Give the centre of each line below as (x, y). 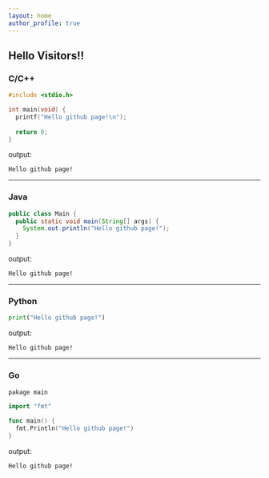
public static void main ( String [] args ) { (87, 221)
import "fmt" (30, 407)
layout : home (30, 16)
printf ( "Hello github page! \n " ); (71, 117)
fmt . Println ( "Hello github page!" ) (75, 429)
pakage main (28, 392)
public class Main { (43, 213)
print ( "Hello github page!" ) (57, 318)
